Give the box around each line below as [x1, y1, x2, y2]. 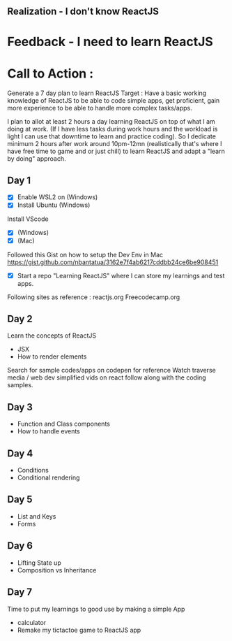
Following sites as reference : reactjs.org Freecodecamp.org [7, 293, 180, 301]
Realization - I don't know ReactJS [7, 6, 159, 17]
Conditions [17, 466, 49, 475]
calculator [17, 618, 47, 626]
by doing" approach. [7, 154, 66, 163]
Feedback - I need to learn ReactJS [7, 34, 214, 50]
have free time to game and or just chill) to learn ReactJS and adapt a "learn [7, 147, 225, 155]
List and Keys [17, 512, 56, 520]
